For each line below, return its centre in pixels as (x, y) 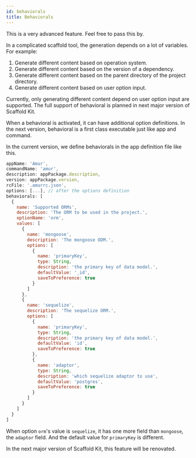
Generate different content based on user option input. (80, 87)
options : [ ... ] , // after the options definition (68, 191)
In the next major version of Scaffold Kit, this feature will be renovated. (91, 449)
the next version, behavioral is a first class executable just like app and (91, 129)
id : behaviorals (26, 11)
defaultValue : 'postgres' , (70, 382)
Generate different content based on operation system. (81, 63)
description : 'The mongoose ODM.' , (71, 240)
